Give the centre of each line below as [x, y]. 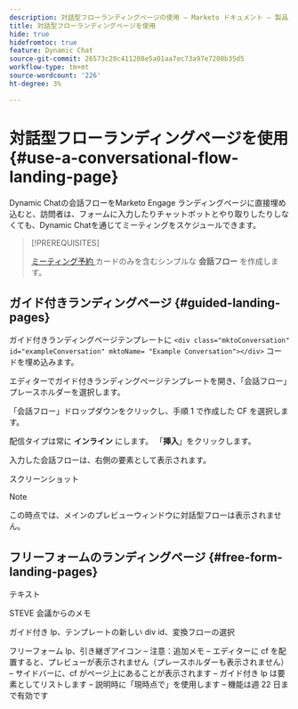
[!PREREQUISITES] [65, 242]
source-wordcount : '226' [55, 76]
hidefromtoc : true [43, 42]
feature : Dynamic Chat [51, 51]
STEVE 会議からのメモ [50, 613]
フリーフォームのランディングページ [108, 557]
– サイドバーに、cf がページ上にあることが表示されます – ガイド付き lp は [144, 673]
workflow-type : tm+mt [49, 68]
